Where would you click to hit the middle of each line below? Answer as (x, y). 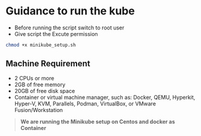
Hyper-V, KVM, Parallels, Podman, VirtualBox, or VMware (85, 104)
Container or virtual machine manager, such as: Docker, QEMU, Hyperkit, (105, 97)
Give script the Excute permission (56, 34)
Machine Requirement (48, 64)
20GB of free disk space (45, 90)
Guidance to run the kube (70, 11)
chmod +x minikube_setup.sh (41, 45)
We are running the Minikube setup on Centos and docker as (97, 122)
